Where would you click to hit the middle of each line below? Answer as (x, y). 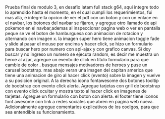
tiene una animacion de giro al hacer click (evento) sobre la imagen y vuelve (83, 75)
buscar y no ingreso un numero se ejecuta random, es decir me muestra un (82, 54)
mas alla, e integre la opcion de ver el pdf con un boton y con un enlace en (81, 18)
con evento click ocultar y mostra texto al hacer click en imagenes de (76, 91)
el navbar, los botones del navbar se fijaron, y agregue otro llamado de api (81, 23)
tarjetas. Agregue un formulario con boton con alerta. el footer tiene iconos (82, 96)
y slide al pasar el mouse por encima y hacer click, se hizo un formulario (79, 44)
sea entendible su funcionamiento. (40, 112)
